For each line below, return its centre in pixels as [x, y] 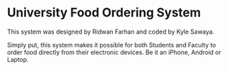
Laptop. [18, 59]
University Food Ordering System [104, 13]
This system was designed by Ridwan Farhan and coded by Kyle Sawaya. [111, 32]
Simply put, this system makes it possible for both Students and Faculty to [112, 45]
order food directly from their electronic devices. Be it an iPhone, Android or [114, 52]
